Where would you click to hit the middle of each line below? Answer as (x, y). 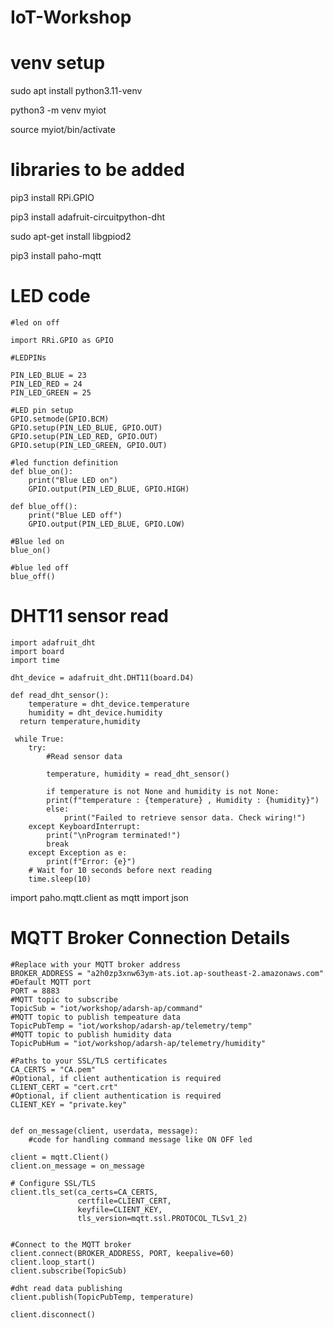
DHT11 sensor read (89, 616)
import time (35, 660)
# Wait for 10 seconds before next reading (120, 870)
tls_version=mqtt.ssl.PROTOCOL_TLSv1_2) (162, 1218)
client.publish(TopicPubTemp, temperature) (102, 1297)
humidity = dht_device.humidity (95, 712)
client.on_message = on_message (77, 1166)
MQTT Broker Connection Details (150, 938)
